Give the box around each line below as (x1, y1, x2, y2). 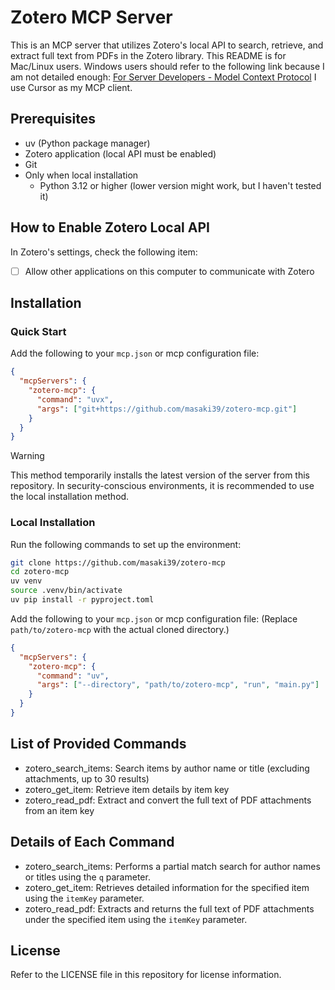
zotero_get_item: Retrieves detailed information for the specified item (24, 881, 310, 893)
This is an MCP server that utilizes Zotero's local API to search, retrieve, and (10, 39, 324, 51)
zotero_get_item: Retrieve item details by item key (24, 783, 230, 795)
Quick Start (10, 324, 67, 338)
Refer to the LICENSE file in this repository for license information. (10, 969, 282, 981)
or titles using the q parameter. (24, 871, 151, 883)
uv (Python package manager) (24, 137, 151, 149)
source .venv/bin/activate (10, 586, 123, 596)
